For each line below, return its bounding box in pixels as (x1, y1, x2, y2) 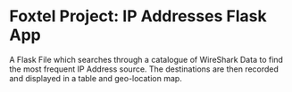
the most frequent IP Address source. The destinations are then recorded (9, 64, 279, 74)
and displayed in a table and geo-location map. (9, 73, 183, 83)
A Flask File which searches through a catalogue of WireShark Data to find (9, 54, 284, 65)
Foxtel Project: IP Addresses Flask (9, 6, 267, 27)
